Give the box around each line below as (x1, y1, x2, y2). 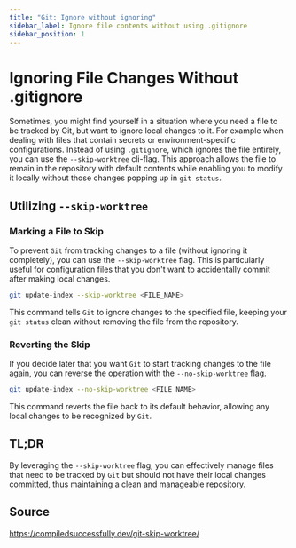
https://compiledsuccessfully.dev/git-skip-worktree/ (9, 528, 200, 538)
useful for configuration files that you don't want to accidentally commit (9, 264, 270, 274)
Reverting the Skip (9, 338, 90, 351)
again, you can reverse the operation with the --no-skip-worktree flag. (9, 368, 268, 378)
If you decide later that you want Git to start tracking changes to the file (9, 359, 272, 369)
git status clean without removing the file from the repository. (9, 316, 239, 327)
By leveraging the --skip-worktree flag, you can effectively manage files (9, 459, 274, 471)
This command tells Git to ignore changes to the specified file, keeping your (9, 306, 288, 317)
